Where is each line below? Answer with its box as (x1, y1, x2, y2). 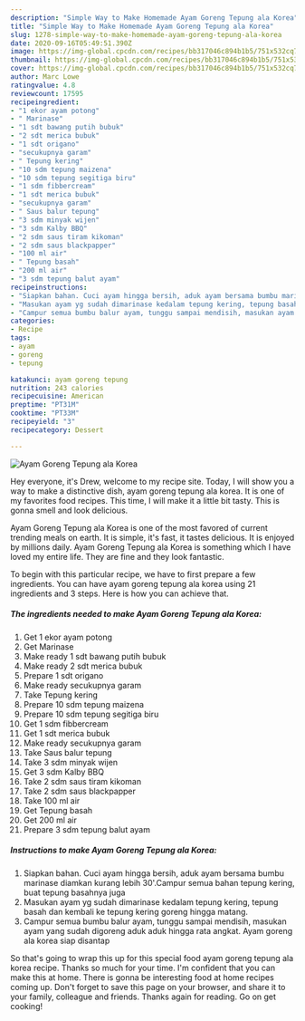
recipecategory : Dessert (10, 425, 104, 435)
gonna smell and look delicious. (10, 505, 129, 515)
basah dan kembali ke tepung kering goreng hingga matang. (23, 906, 248, 917)
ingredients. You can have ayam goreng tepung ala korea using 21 (10, 578, 256, 589)
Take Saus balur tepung (23, 746, 112, 757)
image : (10, 47, 35, 56)
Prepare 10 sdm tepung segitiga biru (23, 708, 159, 719)
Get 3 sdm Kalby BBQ (23, 766, 105, 777)
